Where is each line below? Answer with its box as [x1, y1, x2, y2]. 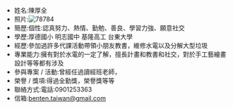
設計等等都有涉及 [13, 59, 64, 67]
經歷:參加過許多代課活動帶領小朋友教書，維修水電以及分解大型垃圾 [13, 41, 208, 49]
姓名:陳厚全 [13, 6, 47, 14]
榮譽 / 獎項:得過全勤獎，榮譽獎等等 [13, 77, 115, 84]
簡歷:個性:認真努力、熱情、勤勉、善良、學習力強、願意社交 [13, 24, 185, 32]
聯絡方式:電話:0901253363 [13, 85, 92, 94]
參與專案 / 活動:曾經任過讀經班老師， [13, 68, 121, 76]
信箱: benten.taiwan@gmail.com [13, 94, 106, 102]
